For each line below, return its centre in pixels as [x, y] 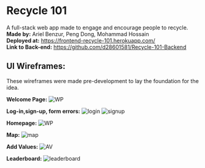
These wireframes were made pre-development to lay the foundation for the [103, 81]
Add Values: [22, 147]
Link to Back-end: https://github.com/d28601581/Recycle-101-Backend [96, 47]
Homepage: [22, 123]
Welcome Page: [27, 99]
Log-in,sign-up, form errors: [43, 111]
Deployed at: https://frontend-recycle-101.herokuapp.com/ [81, 40]
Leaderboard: [24, 158]
